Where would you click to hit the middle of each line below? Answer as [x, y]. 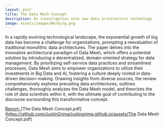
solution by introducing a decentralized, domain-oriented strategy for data [80, 58]
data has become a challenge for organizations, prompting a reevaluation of [82, 42]
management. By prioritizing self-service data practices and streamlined [78, 63]
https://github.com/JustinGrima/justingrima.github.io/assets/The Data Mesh [83, 114]
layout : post [18, 10]
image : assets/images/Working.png [40, 23]
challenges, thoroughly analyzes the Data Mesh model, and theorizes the [79, 89]
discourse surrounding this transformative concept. [57, 99]
